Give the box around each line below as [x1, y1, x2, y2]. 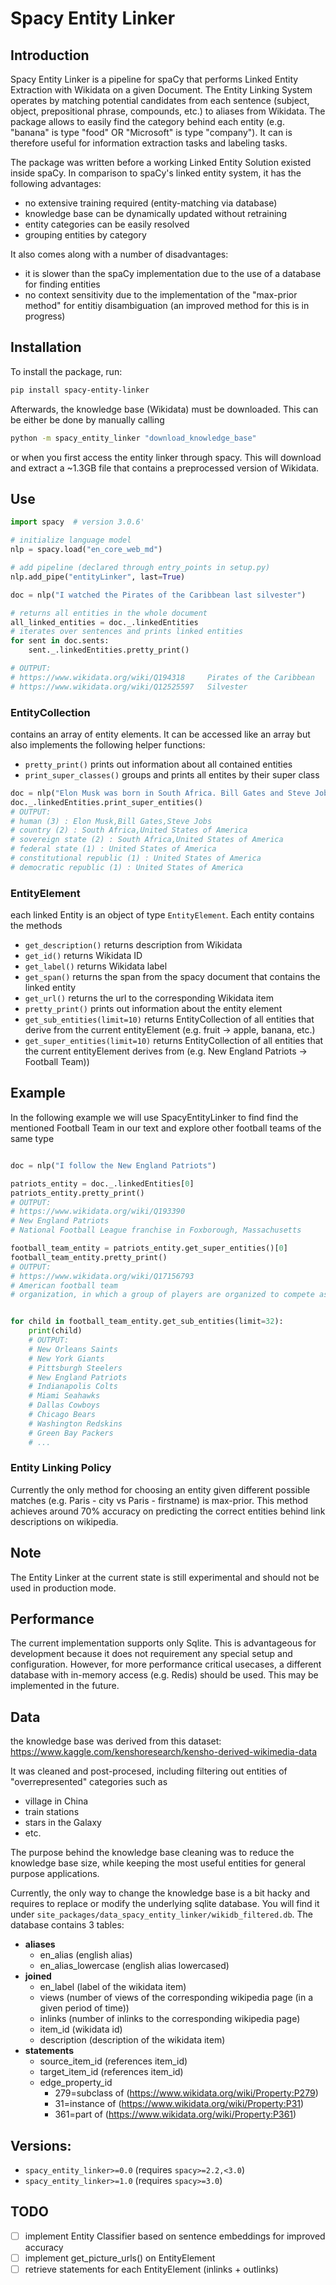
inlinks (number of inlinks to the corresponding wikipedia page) [39, 2013, 301, 2025]
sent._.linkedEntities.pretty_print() [28, 645, 190, 656]
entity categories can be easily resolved [24, 218, 190, 230]
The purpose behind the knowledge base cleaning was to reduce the [10, 1847, 295, 1859]
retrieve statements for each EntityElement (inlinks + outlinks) [24, 2263, 279, 2276]
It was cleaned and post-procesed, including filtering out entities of [10, 1765, 288, 1777]
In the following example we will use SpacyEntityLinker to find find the [10, 1111, 299, 1123]
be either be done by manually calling [10, 413, 165, 426]
